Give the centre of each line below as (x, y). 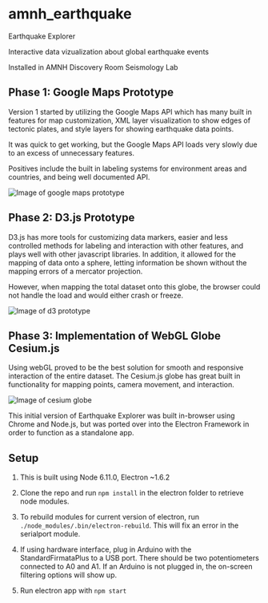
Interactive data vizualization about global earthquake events (109, 51)
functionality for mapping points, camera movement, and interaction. (121, 385)
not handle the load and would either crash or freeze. (96, 295)
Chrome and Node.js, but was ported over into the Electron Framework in (129, 424)
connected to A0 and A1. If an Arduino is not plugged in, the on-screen (136, 567)
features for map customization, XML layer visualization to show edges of (129, 120)
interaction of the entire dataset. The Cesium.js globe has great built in (124, 376)
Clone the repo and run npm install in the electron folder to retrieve (132, 493)
